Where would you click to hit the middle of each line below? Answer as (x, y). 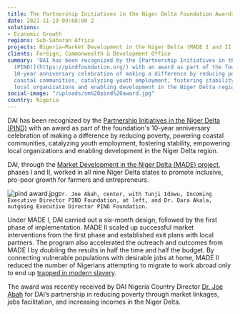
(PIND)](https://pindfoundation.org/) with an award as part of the (118, 67)
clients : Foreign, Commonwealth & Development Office (89, 54)
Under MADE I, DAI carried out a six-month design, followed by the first (112, 220)
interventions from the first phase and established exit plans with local (111, 235)
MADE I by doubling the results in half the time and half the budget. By (111, 250)
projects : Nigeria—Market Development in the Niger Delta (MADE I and (115, 47)
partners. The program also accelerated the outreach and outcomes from (115, 242)
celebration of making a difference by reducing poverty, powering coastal (116, 135)
